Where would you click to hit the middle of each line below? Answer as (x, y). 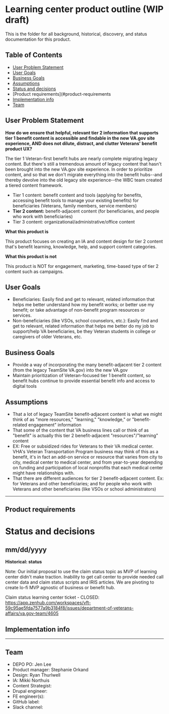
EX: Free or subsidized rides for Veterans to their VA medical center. (83, 446)
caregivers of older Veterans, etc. (47, 337)
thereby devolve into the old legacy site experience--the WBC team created (84, 180)
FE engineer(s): (28, 696)
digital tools (24, 386)
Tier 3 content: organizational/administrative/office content (73, 222)
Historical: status (24, 562)
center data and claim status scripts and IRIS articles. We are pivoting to (80, 582)
